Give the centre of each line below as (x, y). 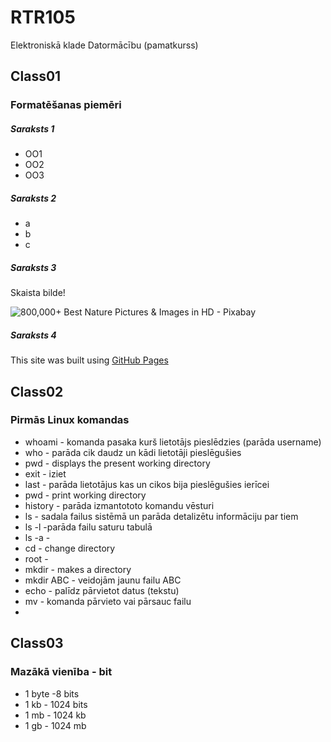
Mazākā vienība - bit (61, 672)
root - (36, 558)
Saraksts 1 (32, 128)
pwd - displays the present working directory (117, 463)
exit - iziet (45, 473)
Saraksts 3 (33, 267)
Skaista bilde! (38, 293)
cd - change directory (70, 548)
